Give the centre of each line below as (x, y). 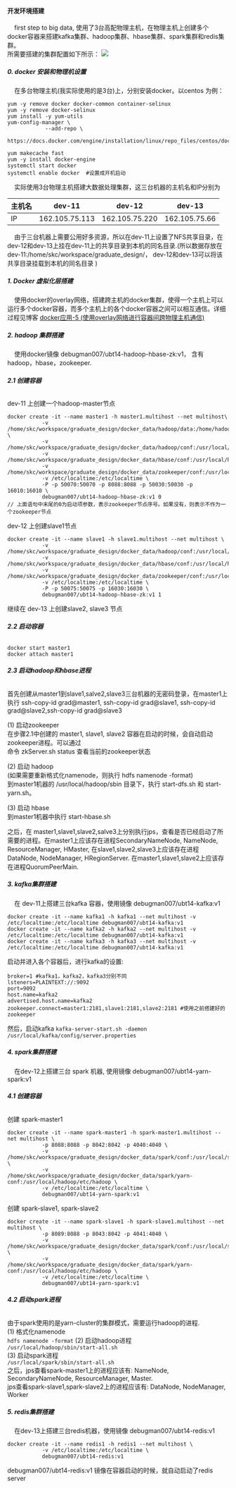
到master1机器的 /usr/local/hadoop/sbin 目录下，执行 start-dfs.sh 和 (106, 784)
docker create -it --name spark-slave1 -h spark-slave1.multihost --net (116, 1222)
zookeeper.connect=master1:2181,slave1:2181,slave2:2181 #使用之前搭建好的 (117, 1008)
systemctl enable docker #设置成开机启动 (67, 173)
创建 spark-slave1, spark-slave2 (53, 1208)
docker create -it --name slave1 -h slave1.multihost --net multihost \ (116, 539)
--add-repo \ (64, 129)
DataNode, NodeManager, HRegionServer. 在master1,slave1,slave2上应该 (113, 858)
